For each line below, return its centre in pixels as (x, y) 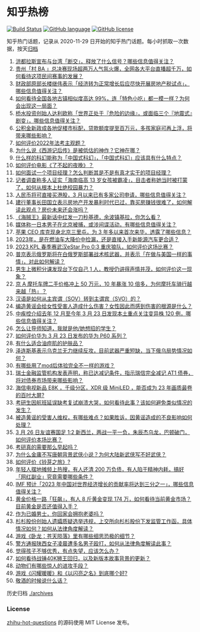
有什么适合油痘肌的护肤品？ (49, 343)
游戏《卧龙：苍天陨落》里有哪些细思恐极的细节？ (75, 536)
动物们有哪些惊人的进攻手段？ (52, 566)
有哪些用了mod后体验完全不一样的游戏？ (65, 365)
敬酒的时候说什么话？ (41, 580)
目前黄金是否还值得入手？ (47, 506)
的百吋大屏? (30, 395)
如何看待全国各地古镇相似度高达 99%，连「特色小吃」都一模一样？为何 (102, 98)
